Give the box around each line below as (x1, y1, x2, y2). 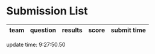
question (30, 26, 56, 34)
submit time (110, 26, 146, 34)
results (62, 26, 83, 34)
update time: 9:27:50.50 (6, 41, 66, 48)
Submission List (6, 4, 89, 18)
